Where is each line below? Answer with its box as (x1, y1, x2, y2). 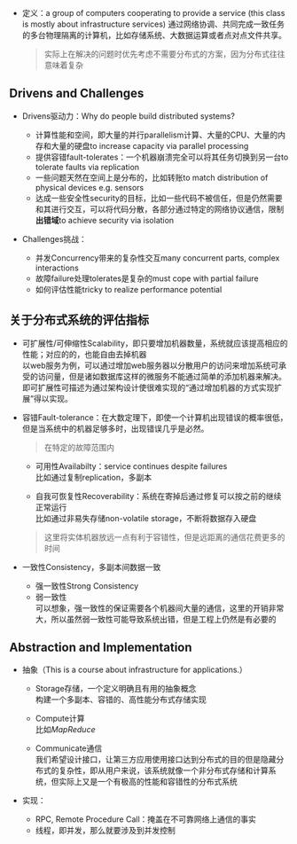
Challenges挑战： (21, 233, 87, 244)
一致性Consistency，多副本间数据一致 (21, 561, 161, 572)
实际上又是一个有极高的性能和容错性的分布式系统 (59, 777, 238, 787)
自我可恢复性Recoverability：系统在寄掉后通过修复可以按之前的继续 (35, 490, 282, 501)
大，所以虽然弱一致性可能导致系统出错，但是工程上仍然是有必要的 (35, 613, 277, 624)
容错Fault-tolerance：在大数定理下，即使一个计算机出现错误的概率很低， (21, 411, 288, 423)
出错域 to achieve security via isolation (35, 215, 175, 225)
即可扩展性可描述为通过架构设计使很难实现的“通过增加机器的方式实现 (21, 382, 275, 393)
